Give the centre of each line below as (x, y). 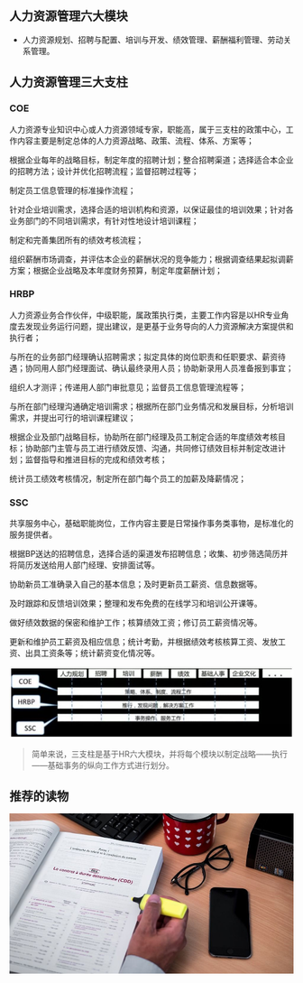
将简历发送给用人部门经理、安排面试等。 (84, 565)
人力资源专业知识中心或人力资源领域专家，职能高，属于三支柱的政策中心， (147, 129)
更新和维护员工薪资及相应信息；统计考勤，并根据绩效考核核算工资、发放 (143, 642)
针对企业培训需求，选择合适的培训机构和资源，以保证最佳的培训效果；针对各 (151, 209)
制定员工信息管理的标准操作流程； (73, 190)
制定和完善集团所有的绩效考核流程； (77, 240)
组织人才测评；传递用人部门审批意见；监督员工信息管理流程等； (128, 387)
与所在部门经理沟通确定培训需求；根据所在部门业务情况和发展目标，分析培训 (151, 406)
